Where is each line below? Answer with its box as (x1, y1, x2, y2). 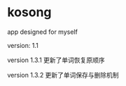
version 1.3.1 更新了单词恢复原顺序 (7, 56, 105, 64)
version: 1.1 (7, 41, 38, 49)
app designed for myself (7, 27, 78, 36)
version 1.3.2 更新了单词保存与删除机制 (7, 70, 119, 79)
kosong (7, 4, 52, 20)
